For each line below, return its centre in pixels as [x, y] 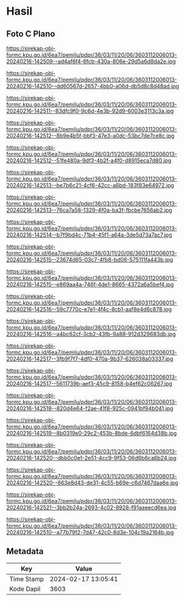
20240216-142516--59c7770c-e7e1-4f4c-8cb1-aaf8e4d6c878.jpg [89, 309]
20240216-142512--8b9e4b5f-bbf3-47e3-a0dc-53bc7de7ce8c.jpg [90, 136]
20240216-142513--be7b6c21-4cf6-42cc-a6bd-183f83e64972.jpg [90, 185]
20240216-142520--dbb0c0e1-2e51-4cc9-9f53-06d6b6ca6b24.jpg [91, 458]
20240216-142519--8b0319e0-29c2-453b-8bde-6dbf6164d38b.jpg [92, 433]
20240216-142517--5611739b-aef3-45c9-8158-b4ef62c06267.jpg [89, 383]
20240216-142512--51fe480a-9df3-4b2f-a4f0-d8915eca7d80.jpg [89, 160]
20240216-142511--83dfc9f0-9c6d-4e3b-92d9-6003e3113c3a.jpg [90, 111]
